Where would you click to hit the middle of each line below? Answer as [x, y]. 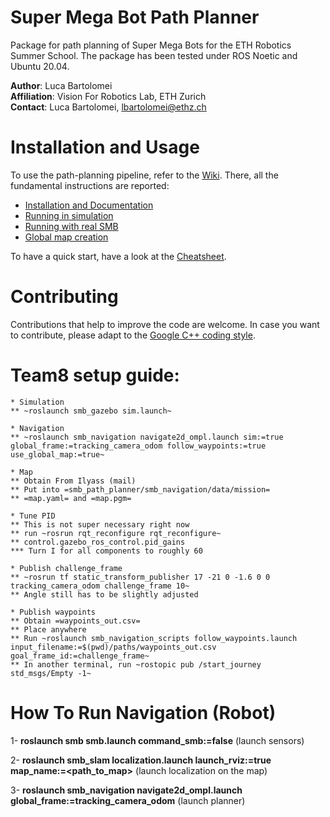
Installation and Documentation [89, 205]
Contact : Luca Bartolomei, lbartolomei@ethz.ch [108, 107]
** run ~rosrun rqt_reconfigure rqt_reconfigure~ [116, 533]
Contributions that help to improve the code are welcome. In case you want [165, 324]
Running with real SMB [71, 226]
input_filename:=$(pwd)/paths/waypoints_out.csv [113, 647]
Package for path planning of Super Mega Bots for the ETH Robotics [151, 45]
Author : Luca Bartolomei [61, 85]
